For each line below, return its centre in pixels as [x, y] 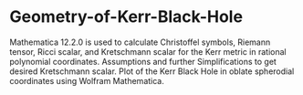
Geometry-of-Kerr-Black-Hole [126, 17]
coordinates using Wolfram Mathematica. [87, 80]
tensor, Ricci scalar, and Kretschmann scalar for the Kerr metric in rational [148, 51]
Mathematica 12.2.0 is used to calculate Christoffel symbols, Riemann [140, 42]
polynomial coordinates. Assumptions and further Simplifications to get [143, 61]
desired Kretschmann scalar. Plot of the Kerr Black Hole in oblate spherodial [152, 71]
